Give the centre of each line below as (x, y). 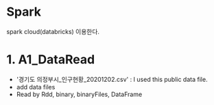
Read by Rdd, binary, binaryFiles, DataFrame (79, 94)
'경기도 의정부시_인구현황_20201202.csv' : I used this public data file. (112, 79)
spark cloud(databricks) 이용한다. (53, 31)
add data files (36, 87)
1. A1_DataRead (51, 60)
